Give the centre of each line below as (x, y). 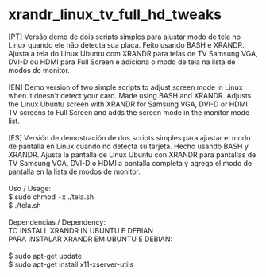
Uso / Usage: (30, 188)
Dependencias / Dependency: (57, 222)
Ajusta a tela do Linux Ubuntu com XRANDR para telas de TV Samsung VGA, (133, 53)
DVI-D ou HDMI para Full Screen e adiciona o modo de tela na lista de (122, 62)
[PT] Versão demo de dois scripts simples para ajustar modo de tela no (124, 37)
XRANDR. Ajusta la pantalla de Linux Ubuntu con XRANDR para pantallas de (132, 154)
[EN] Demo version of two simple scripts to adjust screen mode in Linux (126, 87)
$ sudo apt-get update (45, 256)
